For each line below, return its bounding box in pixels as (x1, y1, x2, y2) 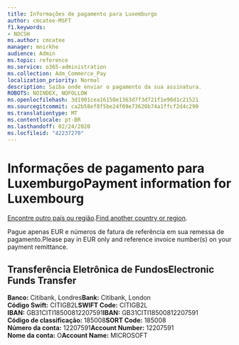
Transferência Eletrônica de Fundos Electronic (7, 263, 215, 275)
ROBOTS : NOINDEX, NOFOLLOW (7, 90, 87, 97)
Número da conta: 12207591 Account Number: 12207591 (7, 324, 174, 332)
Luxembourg (7, 190, 84, 206)
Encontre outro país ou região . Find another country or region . (7, 214, 188, 223)
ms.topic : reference (7, 57, 69, 64)
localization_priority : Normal (7, 76, 100, 84)
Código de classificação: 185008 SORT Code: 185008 (7, 316, 166, 324)
